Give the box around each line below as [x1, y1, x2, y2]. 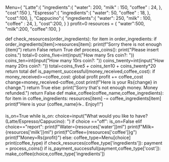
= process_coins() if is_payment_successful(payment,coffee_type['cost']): [5, 145, 161, 151]
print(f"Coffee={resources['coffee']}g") [54, 129, 137, 135]
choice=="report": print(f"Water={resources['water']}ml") [5, 124, 126, 129]
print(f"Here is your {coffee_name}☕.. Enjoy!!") [5, 101, 103, 107]
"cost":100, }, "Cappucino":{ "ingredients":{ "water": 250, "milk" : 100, [5, 15, 152, 21]
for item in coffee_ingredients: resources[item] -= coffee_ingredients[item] [5, 95, 161, 101]
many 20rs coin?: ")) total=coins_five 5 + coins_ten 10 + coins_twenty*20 [5, 63, 156, 69]
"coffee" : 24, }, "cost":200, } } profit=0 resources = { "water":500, [5, 20, 145, 26]
